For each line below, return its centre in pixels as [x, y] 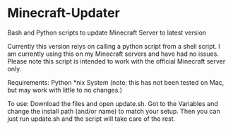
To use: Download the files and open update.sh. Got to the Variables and [113, 103]
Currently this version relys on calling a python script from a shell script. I [114, 46]
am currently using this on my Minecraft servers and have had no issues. [113, 54]
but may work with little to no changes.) [65, 90]
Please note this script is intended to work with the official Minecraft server [116, 61]
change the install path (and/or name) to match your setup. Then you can [114, 111]
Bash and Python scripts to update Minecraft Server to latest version [107, 32]
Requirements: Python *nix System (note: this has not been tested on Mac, [116, 82]
